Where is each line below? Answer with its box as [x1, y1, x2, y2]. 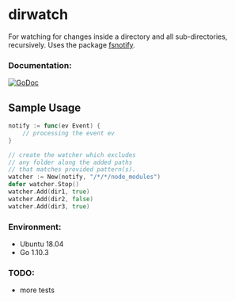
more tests [19, 285, 55, 295]
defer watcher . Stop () [8, 181, 80, 189]
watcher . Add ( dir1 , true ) [8, 188, 90, 196]
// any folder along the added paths [8, 158, 133, 166]
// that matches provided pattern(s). [8, 166, 136, 173]
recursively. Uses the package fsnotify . [8, 40, 136, 49]
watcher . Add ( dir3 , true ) [8, 202, 90, 211]
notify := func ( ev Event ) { [8, 122, 101, 130]
